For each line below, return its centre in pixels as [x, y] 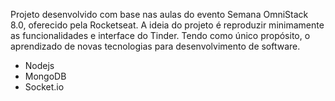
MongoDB [45, 76]
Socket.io [44, 87]
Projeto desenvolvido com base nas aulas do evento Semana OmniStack [159, 14]
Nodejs [39, 65]
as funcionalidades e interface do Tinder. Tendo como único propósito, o [160, 35]
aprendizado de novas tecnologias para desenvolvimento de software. [155, 46]
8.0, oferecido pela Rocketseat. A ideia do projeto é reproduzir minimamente [167, 25]
